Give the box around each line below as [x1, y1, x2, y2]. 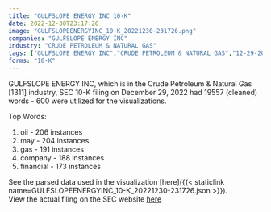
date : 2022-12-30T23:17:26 [8, 19, 99, 27]
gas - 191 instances [19, 144, 85, 154]
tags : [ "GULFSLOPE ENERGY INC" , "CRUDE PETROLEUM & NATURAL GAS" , [8, 49, 232, 57]
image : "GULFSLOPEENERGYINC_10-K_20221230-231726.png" [8, 27, 197, 35]
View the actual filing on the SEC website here [8, 194, 162, 204]
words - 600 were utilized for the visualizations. [8, 96, 167, 106]
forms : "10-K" [8, 57, 56, 65]
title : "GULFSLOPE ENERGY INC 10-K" [8, 11, 131, 20]
